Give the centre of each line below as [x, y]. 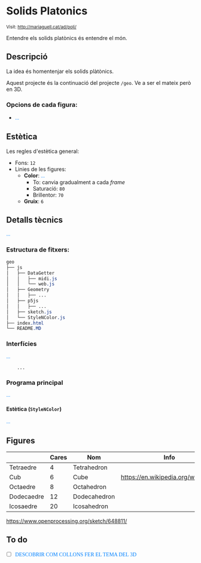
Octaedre [22, 486]
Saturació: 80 [49, 188]
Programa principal [35, 383]
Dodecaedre [27, 496]
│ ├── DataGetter [31, 273]
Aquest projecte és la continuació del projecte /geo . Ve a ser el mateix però [99, 82]
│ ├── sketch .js [29, 312]
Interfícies [22, 344]
